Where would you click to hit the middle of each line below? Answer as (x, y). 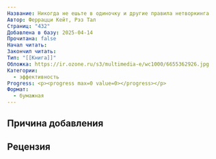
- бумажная (29, 96)
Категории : (23, 70)
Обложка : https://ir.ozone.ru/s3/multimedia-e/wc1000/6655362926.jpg (108, 64)
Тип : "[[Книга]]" (32, 58)
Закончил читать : (32, 52)
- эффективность (36, 77)
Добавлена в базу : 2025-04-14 (50, 32)
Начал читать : (27, 45)
